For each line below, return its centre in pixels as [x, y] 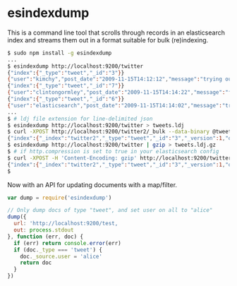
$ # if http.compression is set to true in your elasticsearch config [113, 152]
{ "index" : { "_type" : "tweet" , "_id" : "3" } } [66, 73]
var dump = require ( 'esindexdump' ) [60, 198]
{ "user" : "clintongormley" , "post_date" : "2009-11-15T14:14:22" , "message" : [116, 93]
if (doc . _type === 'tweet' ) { [58, 250]
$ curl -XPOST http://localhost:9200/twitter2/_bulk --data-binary [109, 132]
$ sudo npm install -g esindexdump [60, 53]
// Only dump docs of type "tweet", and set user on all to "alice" [110, 210]
